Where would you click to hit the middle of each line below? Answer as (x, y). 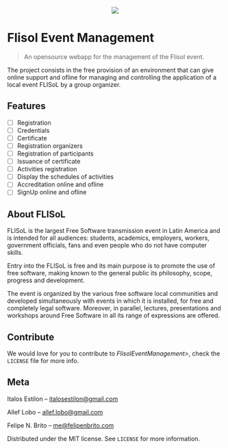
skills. (15, 253)
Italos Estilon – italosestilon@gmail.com (63, 399)
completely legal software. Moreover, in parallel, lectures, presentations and (114, 308)
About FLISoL (37, 214)
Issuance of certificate (49, 162)
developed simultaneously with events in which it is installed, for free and (110, 301)
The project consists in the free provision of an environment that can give (111, 70)
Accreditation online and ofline (60, 184)
